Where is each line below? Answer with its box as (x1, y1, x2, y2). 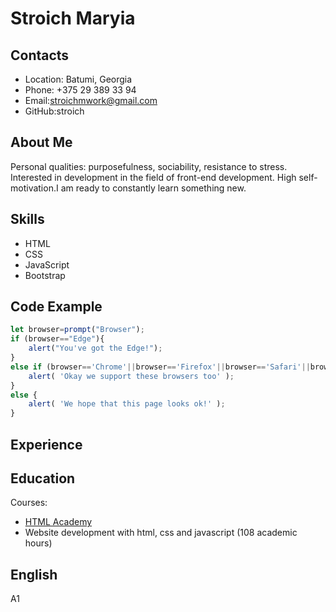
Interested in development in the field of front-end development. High (10, 171, 297, 183)
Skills (10, 211, 45, 228)
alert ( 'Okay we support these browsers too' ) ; (28, 371, 235, 381)
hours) (24, 537, 53, 549)
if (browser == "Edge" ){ (10, 334, 105, 344)
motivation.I (10, 182, 59, 194)
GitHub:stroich (24, 105, 85, 117)
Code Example (10, 298, 103, 316)
